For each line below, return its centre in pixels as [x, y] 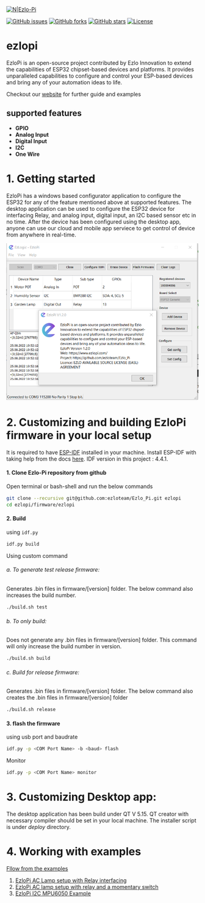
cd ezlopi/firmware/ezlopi [41, 505]
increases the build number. [41, 595]
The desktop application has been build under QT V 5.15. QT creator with [98, 814]
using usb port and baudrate [42, 737]
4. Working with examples [74, 852]
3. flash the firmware [33, 723]
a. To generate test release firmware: [53, 570]
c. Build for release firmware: [43, 672]
